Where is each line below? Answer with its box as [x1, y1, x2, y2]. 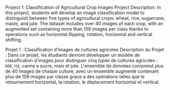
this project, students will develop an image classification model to [5, 10, 145, 16]
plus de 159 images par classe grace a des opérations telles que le [5, 74, 145, 79]
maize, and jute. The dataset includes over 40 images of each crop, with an [5, 20, 164, 26]
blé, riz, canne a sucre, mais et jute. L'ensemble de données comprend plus [5, 63, 164, 69]
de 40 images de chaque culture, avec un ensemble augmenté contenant [5, 68, 159, 74]
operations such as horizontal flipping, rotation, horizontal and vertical [5, 32, 153, 37]
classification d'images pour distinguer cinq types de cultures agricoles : [5, 57, 158, 63]
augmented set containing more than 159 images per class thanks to [5, 26, 149, 32]
